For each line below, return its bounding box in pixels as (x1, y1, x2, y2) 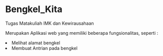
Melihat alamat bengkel (12, 39, 60, 46)
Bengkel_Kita (5, 4, 62, 15)
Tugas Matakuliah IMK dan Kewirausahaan (5, 20, 94, 26)
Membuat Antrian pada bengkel (12, 45, 78, 51)
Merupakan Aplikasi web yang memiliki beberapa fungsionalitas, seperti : (5, 30, 158, 36)
